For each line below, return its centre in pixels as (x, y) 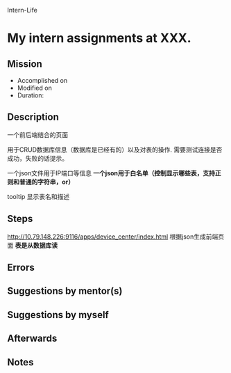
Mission (25, 64)
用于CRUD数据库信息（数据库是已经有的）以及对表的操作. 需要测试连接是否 (115, 150)
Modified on (34, 88)
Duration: (30, 95)
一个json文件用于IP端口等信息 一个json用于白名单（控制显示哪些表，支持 (111, 173)
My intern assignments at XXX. (100, 38)
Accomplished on (42, 80)
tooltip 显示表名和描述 (38, 196)
